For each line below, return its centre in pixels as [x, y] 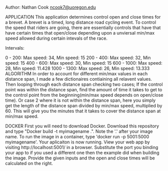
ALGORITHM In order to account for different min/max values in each [76, 74]
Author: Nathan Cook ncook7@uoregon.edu [51, 7]
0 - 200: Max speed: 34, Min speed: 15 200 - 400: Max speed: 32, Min [78, 58]
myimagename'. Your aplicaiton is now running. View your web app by [78, 142]
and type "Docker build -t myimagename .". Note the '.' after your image [79, 131]
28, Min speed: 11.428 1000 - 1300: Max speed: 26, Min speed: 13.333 [77, 68]
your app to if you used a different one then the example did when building [82, 153]
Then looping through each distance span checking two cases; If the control [84, 84]
